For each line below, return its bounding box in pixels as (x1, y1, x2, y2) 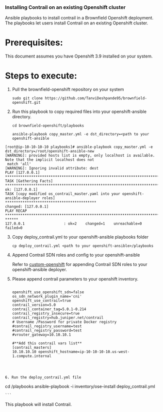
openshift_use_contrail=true (12, 299, 71, 303)
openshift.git (12, 100, 41, 105)
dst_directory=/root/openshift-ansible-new (5, 149, 95, 154)
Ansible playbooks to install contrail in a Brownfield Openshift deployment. (5, 15, 154, 21)
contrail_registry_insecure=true (12, 311, 80, 316)
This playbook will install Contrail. (5, 401, 72, 408)
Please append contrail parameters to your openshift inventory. (12, 276, 139, 282)
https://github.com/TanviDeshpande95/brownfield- (45, 96, 147, 101)
